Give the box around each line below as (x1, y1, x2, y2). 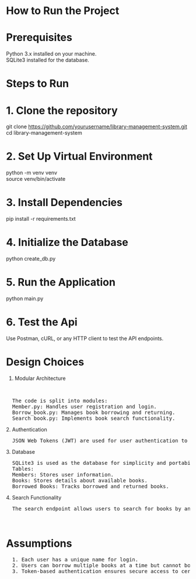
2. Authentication (6, 426, 48, 433)
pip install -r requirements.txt (6, 215, 76, 222)
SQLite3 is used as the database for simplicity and (12, 460, 166, 466)
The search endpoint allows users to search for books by (12, 505, 182, 512)
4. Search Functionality (6, 494, 62, 501)
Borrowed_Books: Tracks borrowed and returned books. (12, 483, 169, 489)
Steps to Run (6, 77, 69, 90)
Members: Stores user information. (12, 471, 114, 478)
